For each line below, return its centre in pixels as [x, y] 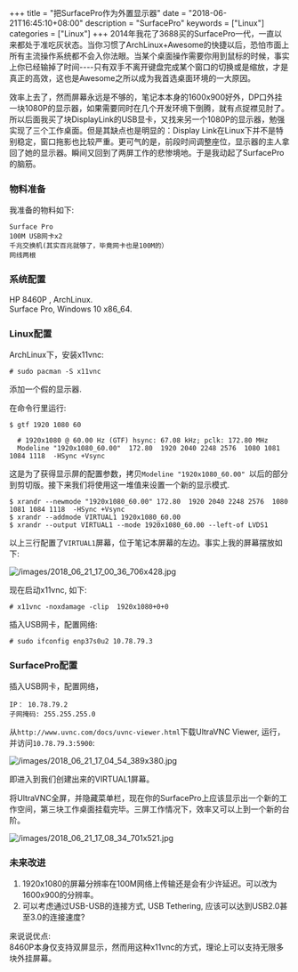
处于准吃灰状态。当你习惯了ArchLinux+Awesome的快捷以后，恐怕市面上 [157, 45]
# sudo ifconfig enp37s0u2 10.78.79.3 [81, 641]
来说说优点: [30, 936]
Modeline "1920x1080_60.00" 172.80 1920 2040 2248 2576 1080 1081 [149, 448]
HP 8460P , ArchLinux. [51, 299]
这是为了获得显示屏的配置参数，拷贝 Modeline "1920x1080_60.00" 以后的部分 [149, 474]
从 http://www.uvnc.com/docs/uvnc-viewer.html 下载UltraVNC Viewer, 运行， [147, 732]
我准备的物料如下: [42, 210]
